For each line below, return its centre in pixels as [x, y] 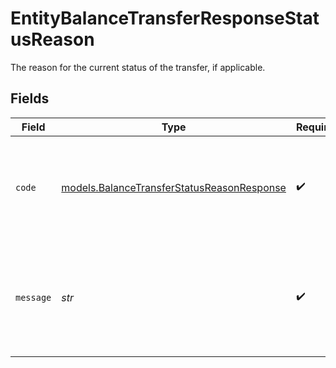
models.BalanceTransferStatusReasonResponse [174, 187]
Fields [30, 98]
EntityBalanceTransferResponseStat [165, 18]
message [33, 297]
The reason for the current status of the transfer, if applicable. [138, 67]
